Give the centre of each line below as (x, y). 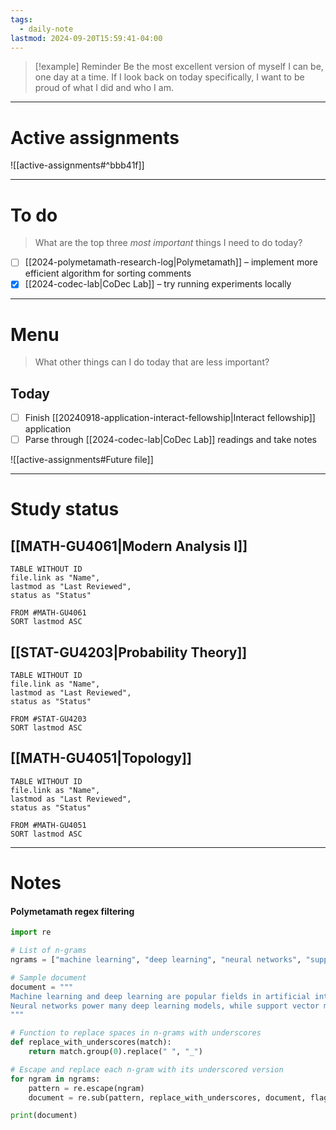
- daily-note (46, 29)
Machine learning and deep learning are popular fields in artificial (160, 996)
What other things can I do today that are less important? (152, 362)
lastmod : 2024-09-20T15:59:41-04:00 (86, 38)
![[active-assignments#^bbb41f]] (77, 165)
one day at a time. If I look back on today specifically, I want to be (169, 77)
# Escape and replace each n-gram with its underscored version (147, 1069)
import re (31, 932)
